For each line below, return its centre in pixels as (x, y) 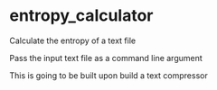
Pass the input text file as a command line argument (106, 58)
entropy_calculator (81, 16)
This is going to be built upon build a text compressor (108, 75)
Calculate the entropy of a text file (73, 40)
